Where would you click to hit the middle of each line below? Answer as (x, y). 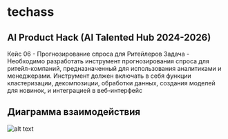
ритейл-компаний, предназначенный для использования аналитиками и (114, 68)
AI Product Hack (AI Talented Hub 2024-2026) (109, 38)
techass (31, 12)
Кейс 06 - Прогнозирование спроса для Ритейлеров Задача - (98, 54)
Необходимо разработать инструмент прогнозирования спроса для (108, 61)
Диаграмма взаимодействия (74, 112)
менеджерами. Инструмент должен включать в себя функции (99, 76)
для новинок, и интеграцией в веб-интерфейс (75, 90)
